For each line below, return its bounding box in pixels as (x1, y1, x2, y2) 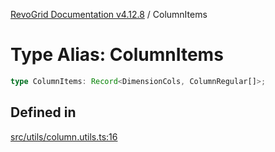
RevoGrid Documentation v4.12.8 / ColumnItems (10, 9, 208, 20)
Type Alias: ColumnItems (10, 44, 224, 66)
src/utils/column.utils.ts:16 (10, 130, 118, 143)
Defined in (10, 104, 77, 121)
